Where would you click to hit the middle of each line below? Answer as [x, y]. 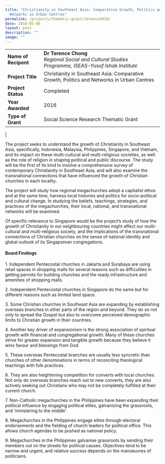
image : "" [15, 38]
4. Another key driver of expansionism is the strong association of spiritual [80, 330]
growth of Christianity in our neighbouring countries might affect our [74, 226]
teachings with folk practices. [35, 365]
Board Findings [21, 253]
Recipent [18, 62]
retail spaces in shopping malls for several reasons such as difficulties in [78, 270]
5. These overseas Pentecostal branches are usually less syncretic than [78, 355]
